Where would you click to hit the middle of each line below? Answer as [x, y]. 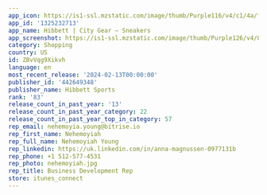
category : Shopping [41, 45]
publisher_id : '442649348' [53, 82]
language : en [30, 68]
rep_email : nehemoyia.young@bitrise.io [74, 127]
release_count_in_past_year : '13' [66, 104]
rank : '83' [26, 97]
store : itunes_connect [46, 179]
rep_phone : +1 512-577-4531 [55, 156]
